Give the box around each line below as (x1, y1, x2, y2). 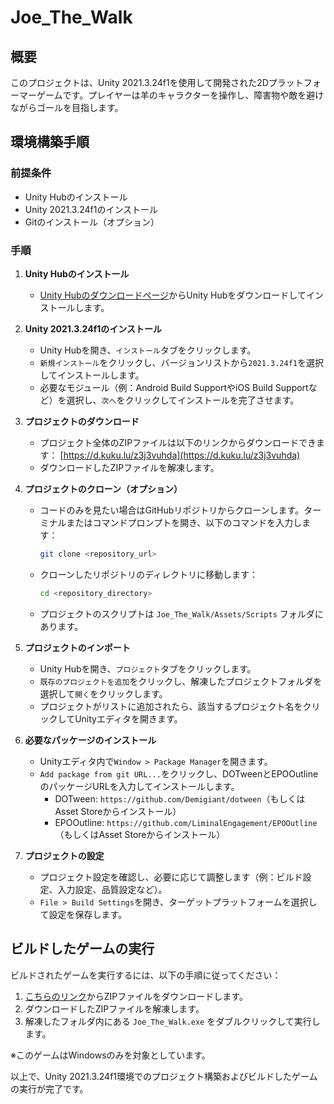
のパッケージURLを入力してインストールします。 (39, 780, 240, 792)
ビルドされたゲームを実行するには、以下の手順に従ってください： (10, 969, 282, 981)
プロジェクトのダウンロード (24, 415, 140, 427)
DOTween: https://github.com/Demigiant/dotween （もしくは (54, 792, 306, 805)
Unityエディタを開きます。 (74, 712, 183, 725)
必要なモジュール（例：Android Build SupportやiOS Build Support (39, 381, 309, 393)
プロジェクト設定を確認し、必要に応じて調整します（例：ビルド (39, 871, 303, 883)
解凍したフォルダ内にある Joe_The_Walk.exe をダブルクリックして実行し (24, 1015, 321, 1027)
